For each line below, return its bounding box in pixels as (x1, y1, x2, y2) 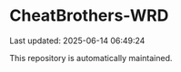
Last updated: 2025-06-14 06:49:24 (9, 35, 146, 46)
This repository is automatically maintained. (9, 52, 173, 63)
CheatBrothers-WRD (9, 5, 169, 26)
